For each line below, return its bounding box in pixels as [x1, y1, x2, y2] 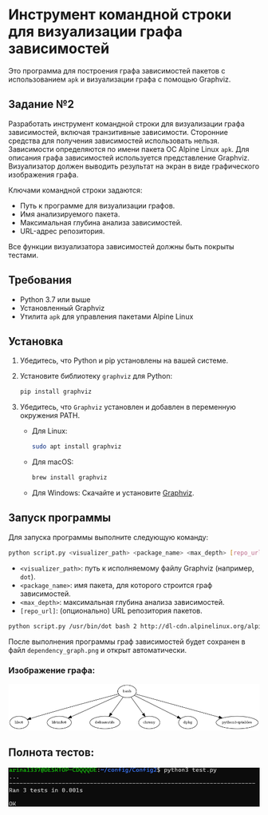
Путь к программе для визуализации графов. [19, 201, 175, 210]
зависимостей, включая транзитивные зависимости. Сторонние [8, 127, 229, 137]
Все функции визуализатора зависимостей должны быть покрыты [8, 241, 235, 251]
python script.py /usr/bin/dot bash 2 [8, 622, 137, 630]
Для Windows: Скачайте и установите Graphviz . [31, 488, 195, 497]
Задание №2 [8, 97, 74, 111]
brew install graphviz [31, 474, 108, 482]
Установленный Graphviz [19, 303, 105, 312]
